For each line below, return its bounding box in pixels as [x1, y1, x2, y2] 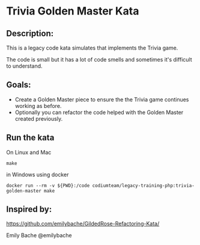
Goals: [6, 80, 31, 90]
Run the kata [6, 133, 55, 143]
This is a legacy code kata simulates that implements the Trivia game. [6, 44, 178, 51]
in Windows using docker [6, 171, 69, 178]
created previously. [14, 115, 63, 122]
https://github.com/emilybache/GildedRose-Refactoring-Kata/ [6, 220, 160, 227]
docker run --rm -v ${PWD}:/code [6, 182, 90, 188]
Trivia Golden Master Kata [6, 4, 139, 18]
